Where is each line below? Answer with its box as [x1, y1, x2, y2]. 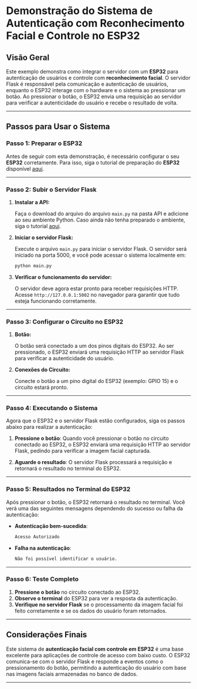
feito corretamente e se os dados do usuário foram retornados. [14, 607, 167, 614]
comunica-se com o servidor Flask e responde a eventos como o [6, 658, 164, 665]
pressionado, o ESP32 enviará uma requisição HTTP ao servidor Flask [14, 348, 184, 356]
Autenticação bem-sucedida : [14, 522, 88, 529]
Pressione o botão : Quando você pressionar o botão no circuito [14, 435, 169, 442]
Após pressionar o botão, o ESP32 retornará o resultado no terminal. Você [6, 498, 185, 506]
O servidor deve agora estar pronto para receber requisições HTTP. [14, 285, 179, 292]
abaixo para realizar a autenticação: [6, 424, 93, 431]
